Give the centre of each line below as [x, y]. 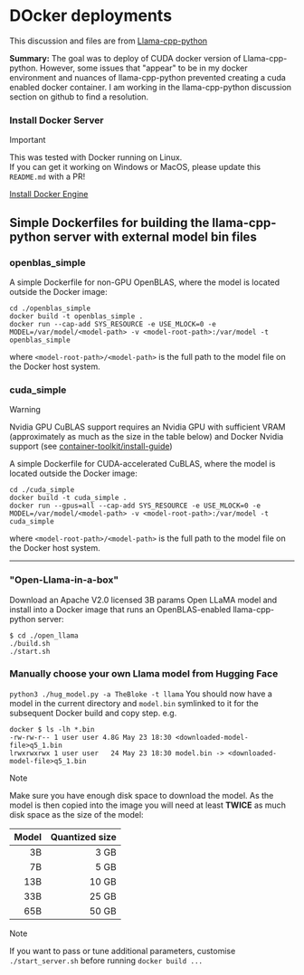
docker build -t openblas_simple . [76, 316]
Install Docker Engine [49, 194]
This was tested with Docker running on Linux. [96, 157]
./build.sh [30, 643]
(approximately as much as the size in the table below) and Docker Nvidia [147, 437]
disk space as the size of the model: [76, 814]
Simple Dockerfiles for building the [109, 222]
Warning [25, 410]
